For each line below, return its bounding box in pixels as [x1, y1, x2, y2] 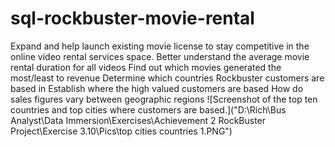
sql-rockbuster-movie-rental [10, 7, 255, 30]
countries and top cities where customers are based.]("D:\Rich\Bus [10, 103, 287, 116]
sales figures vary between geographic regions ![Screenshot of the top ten [10, 93, 318, 105]
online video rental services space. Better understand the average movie [10, 50, 310, 62]
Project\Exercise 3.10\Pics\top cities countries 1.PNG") [10, 125, 233, 137]
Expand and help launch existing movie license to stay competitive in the [10, 40, 310, 52]
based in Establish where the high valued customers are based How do [10, 82, 304, 94]
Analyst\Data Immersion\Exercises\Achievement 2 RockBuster [10, 114, 267, 126]
